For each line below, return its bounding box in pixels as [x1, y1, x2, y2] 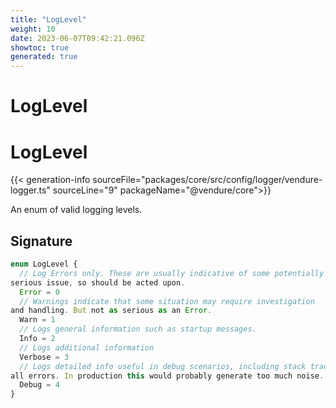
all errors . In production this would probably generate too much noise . [10, 371, 325, 381]
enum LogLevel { [10, 259, 78, 270]
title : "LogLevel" [10, 14, 87, 25]
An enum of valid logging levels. [10, 204, 143, 216]
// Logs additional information [19, 342, 155, 353]
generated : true [10, 52, 78, 62]
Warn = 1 [19, 315, 56, 325]
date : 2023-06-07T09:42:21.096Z [10, 33, 145, 43]
